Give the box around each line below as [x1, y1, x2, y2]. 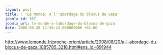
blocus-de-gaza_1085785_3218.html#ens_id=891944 [5, 44, 112, 50]
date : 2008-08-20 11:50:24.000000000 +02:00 [5, 26, 98, 30]
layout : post [5, 7, 32, 12]
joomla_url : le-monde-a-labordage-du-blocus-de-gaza [5, 21, 115, 26]
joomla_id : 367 [5, 16, 36, 21]
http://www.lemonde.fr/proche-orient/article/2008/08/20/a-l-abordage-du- [5, 39, 158, 45]
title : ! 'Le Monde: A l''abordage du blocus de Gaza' [5, 12, 120, 17]
